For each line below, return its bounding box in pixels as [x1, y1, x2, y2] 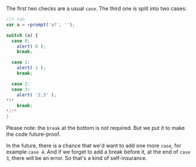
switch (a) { [6, 32, 38, 38]
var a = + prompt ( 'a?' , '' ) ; [6, 22, 76, 28]
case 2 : [11, 81, 31, 87]
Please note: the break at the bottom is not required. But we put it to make [6, 125, 185, 131]
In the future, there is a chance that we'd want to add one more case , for [6, 142, 181, 149]
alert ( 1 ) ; [17, 65, 46, 71]
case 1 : [11, 59, 31, 65]
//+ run [6, 16, 25, 22]
